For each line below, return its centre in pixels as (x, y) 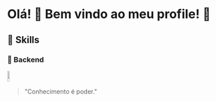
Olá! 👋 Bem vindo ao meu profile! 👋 (109, 14)
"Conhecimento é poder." (61, 91)
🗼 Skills (23, 40)
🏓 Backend (25, 60)
